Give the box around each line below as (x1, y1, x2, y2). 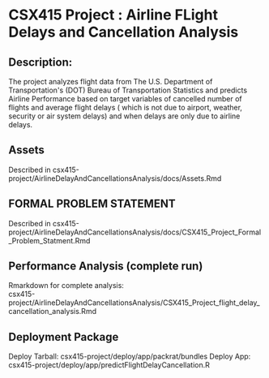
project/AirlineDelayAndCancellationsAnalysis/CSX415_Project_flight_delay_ (8, 298, 261, 307)
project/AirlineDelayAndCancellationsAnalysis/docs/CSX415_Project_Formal (8, 227, 262, 237)
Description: (8, 55, 73, 69)
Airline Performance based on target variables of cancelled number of (8, 94, 242, 103)
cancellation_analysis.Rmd (8, 307, 97, 316)
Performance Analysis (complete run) (8, 260, 203, 273)
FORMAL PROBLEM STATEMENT (8, 197, 176, 211)
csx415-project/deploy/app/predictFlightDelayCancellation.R (8, 360, 211, 370)
